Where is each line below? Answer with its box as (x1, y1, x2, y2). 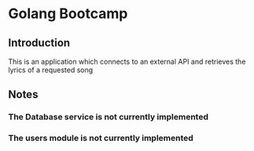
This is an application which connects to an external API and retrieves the (8, 57, 246, 66)
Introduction (8, 36, 71, 50)
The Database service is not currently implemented (8, 112, 208, 123)
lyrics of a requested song (8, 65, 94, 75)
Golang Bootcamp (8, 5, 128, 23)
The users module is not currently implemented (8, 133, 194, 144)
